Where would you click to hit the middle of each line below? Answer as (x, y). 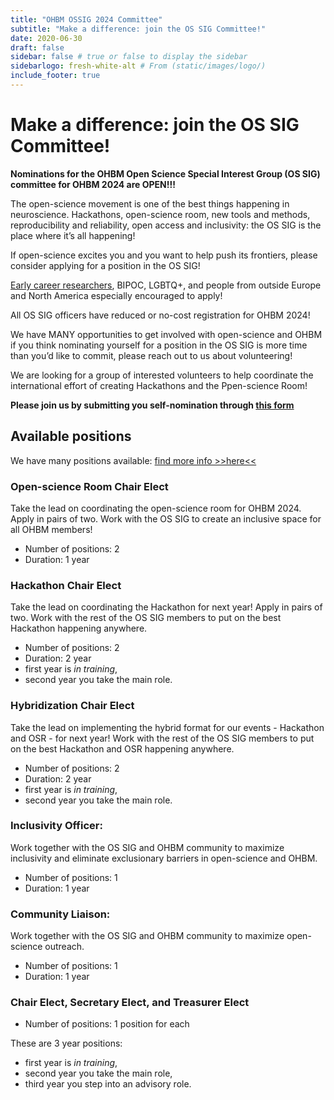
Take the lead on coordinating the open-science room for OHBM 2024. (156, 508)
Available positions (71, 436)
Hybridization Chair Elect (72, 706)
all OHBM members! (51, 529)
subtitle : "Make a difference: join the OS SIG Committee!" (138, 29)
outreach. (64, 947)
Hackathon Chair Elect (66, 585)
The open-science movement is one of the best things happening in (150, 203)
